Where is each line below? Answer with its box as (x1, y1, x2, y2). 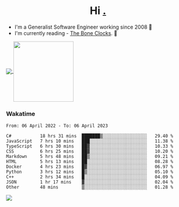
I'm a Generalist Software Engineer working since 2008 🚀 (14, 23, 153, 30)
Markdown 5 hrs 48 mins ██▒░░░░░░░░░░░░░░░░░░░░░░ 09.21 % (6, 154, 174, 160)
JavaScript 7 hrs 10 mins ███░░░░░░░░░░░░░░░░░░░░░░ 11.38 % (6, 139, 174, 144)
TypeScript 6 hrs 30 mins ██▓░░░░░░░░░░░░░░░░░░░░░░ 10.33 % (6, 143, 174, 150)
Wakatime (6, 109, 36, 118)
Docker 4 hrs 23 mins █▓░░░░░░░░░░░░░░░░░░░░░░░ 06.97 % (6, 164, 174, 170)
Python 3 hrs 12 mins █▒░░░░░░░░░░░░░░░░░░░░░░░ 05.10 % (6, 169, 174, 175)
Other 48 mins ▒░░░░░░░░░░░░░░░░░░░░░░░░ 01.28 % (6, 184, 174, 191)
